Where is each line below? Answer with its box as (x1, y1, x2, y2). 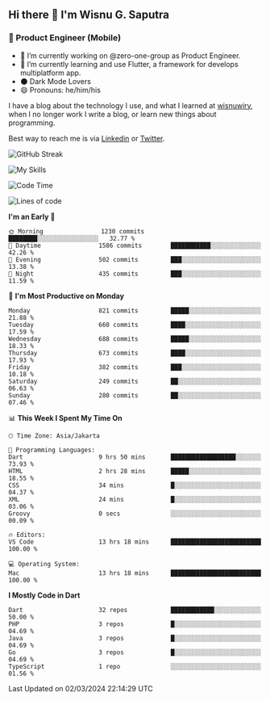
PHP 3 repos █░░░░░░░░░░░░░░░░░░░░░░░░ (8, 619, 262, 628)
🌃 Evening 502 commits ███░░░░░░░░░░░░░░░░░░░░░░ (8, 255, 262, 263)
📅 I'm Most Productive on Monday (8, 291, 125, 300)
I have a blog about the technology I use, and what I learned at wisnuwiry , (8, 100, 254, 110)
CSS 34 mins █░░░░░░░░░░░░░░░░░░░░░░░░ (8, 481, 262, 489)
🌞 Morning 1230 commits (8, 227, 145, 235)
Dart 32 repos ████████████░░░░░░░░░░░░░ (8, 606, 262, 614)
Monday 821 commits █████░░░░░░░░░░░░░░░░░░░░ (8, 306, 262, 315)
